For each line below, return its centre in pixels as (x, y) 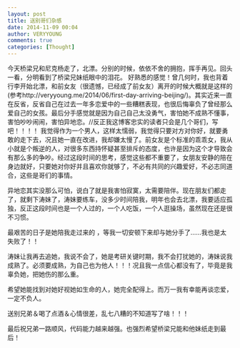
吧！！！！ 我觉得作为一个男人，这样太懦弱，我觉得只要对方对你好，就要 (115, 130)
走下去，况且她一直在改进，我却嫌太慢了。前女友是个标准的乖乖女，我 (123, 139)
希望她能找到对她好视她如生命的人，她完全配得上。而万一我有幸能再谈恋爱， (120, 289)
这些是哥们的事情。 (48, 175)
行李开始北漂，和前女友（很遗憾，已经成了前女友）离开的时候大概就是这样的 (120, 86)
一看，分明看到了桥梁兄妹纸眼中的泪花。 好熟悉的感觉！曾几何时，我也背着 (118, 77)
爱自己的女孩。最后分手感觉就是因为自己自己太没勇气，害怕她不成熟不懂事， (120, 113)
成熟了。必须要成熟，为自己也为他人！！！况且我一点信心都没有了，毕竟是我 (120, 265)
